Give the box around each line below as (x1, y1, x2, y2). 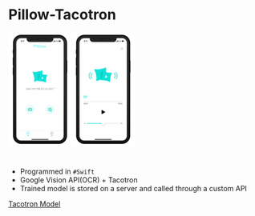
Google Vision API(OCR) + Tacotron (19, 175, 138, 185)
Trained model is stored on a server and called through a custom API (19, 184, 247, 194)
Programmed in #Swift (19, 166, 95, 177)
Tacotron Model (8, 199, 61, 209)
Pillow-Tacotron (8, 6, 116, 24)
